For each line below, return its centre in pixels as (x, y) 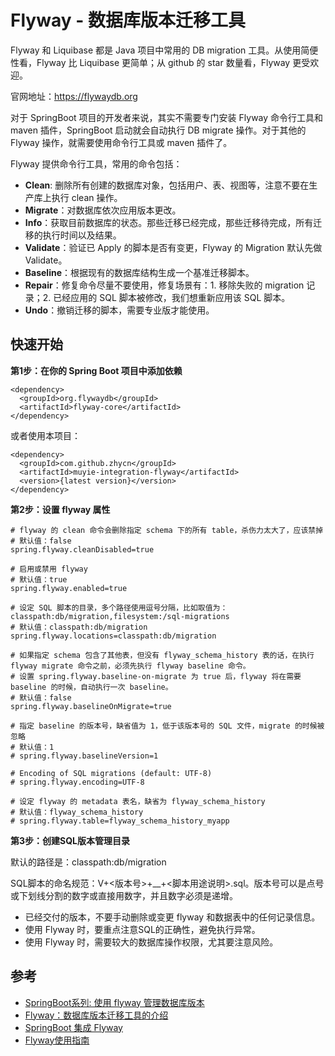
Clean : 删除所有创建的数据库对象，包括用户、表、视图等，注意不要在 (167, 185)
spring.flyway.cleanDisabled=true (82, 549)
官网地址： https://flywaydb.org (74, 96)
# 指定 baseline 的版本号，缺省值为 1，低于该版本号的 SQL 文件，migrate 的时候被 (167, 726)
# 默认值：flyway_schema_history (77, 812)
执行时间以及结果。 (82, 235)
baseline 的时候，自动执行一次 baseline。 (91, 687)
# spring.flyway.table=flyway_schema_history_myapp (120, 821)
